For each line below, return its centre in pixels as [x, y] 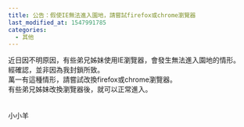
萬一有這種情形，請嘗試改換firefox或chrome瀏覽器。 [93, 79]
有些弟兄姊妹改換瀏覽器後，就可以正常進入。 [80, 90]
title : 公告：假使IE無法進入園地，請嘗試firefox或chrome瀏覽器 [102, 15]
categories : [27, 30]
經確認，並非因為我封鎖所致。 [56, 70]
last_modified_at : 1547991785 [57, 23]
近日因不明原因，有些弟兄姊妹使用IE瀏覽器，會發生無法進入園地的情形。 [124, 60]
